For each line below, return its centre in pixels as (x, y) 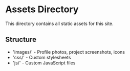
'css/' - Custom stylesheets (42, 57)
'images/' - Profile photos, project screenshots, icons (69, 52)
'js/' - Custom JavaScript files (44, 63)
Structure (21, 40)
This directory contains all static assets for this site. (59, 23)
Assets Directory (42, 9)
